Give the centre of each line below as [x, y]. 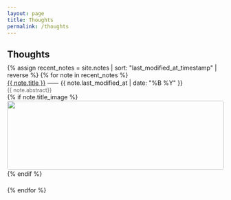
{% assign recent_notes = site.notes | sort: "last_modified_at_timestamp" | [112, 68]
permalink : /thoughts [38, 26]
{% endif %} [25, 174]
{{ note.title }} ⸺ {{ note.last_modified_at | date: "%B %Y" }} [95, 83]
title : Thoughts [30, 20]
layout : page [26, 13]
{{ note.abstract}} [30, 90]
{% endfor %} [27, 190]
